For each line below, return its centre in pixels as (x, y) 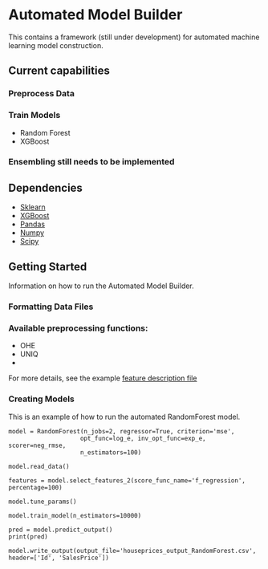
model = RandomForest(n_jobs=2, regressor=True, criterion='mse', (122, 431)
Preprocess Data (41, 94)
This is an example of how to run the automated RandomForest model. (124, 417)
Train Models (35, 116)
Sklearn (32, 207)
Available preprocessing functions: (78, 328)
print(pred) (28, 536)
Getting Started (48, 266)
